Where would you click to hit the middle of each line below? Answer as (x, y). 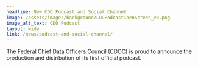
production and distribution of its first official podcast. (74, 58)
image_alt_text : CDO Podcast (43, 23)
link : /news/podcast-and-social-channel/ (60, 34)
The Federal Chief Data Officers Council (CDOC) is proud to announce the (99, 51)
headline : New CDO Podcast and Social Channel (66, 12)
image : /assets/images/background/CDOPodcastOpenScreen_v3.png (88, 18)
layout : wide (23, 29)
